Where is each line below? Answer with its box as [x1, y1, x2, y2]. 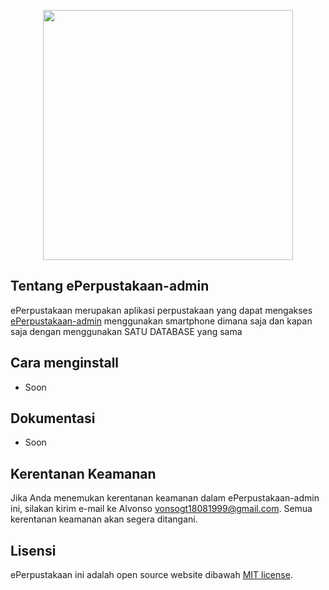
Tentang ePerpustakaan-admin [10, 278, 210, 295]
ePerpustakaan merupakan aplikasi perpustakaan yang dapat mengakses [10, 304, 313, 316]
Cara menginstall [10, 355, 120, 372]
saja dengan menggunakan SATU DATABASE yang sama [10, 325, 243, 337]
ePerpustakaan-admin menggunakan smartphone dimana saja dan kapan [10, 315, 313, 327]
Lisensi [10, 542, 57, 559]
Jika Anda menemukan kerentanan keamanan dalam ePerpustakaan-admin [10, 492, 320, 504]
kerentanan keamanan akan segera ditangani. [10, 513, 198, 525]
